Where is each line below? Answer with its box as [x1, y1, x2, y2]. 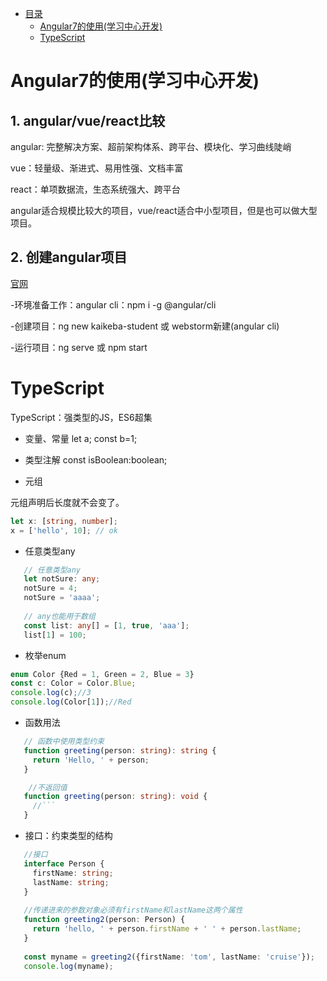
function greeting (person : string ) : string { [23, 745, 217, 756]
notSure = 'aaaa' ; [23, 593, 101, 603]
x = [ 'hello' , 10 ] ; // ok [10, 525, 118, 536]
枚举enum [24, 649, 67, 661]
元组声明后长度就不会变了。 [10, 496, 125, 508]
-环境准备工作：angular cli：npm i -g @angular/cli [10, 298, 217, 311]
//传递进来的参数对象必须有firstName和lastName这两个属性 [23, 905, 243, 916]
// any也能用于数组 [23, 611, 96, 621]
